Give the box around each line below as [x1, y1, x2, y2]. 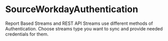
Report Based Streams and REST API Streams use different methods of [5, 20, 153, 26]
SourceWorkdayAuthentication [5, 4, 138, 15]
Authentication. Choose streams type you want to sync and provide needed [5, 25, 163, 31]
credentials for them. [5, 31, 49, 37]
